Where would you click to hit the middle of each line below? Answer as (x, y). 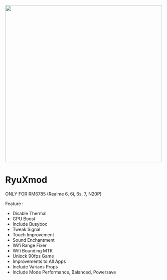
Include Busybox (30, 224)
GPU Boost (24, 219)
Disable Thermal (29, 213)
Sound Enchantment (34, 240)
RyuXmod (26, 180)
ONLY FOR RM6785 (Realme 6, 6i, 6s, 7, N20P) (53, 194)
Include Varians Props (35, 266)
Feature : (14, 204)
